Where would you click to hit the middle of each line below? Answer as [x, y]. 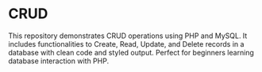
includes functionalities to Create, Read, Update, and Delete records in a [126, 44]
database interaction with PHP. [59, 61]
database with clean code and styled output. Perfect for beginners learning [131, 52]
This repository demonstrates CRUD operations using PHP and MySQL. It [128, 36]
